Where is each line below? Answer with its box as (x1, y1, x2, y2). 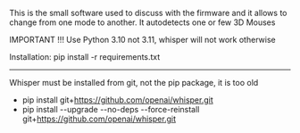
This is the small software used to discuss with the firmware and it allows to (9, 8, 287, 18)
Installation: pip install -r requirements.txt (9, 52, 161, 62)
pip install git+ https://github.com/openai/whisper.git (21, 95, 213, 105)
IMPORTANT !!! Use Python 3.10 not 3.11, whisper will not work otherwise (9, 35, 276, 45)
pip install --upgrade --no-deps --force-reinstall (21, 104, 200, 114)
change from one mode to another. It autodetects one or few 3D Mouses (9, 17, 276, 28)
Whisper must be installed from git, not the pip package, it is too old (9, 78, 259, 87)
